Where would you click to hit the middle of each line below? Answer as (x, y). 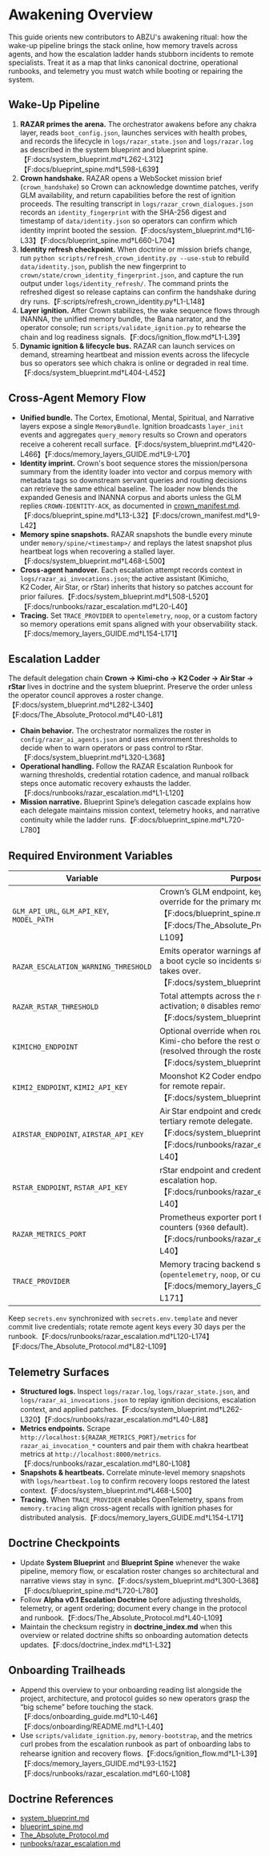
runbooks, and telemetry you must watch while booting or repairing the (126, 71)
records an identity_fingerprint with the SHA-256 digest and (123, 212)
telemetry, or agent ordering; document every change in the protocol (133, 1608)
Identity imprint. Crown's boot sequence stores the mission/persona (134, 463)
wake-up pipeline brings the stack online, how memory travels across (123, 45)
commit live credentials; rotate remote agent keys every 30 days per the (127, 1327)
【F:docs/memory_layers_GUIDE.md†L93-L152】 (100, 1763)
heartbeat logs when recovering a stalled (88, 551)
